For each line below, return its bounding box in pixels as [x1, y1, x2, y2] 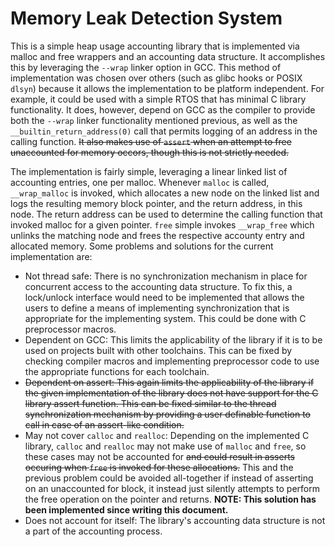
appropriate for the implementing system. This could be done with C [24, 312, 307, 324]
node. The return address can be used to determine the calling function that [10, 208, 323, 220]
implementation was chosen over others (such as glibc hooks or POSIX [10, 72, 303, 84]
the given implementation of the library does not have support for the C [24, 387, 319, 399]
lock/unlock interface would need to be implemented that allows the [24, 291, 305, 303]
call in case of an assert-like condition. [24, 418, 185, 431]
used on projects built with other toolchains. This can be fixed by [24, 344, 293, 356]
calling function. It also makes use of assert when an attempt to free [10, 135, 292, 147]
